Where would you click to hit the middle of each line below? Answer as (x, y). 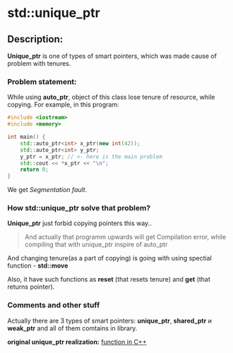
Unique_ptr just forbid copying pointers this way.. (79, 223)
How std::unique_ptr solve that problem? (79, 208)
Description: (35, 39)
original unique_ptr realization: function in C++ (77, 342)
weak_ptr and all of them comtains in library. (72, 328)
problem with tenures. (39, 64)
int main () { (26, 137)
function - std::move (38, 265)
